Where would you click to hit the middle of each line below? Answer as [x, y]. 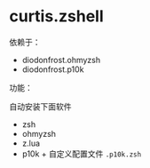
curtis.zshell [56, 16]
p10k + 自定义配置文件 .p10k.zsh [82, 154]
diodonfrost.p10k [53, 69]
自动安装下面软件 [40, 106]
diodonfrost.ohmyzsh [61, 60]
